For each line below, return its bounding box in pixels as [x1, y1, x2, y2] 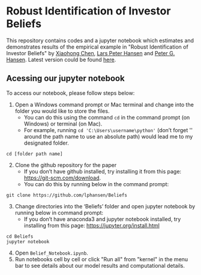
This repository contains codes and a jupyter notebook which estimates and [6, 37, 194, 44]
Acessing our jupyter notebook [6, 73, 125, 83]
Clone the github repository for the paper [14, 161, 117, 169]
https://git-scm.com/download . [23, 174, 101, 181]
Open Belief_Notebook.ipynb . [14, 249, 88, 256]
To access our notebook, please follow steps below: [6, 89, 135, 97]
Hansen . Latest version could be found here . [6, 56, 116, 63]
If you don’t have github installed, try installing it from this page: [23, 168, 182, 175]
